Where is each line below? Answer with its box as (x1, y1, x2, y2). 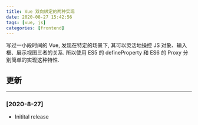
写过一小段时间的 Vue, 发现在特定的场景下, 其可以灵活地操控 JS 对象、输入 (6, 42, 187, 49)
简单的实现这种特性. (11, 56, 60, 63)
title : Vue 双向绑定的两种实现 (6, 8, 75, 15)
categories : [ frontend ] (6, 25, 65, 31)
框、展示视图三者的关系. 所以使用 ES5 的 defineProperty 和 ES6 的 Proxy (6, 49, 181, 56)
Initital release (14, 113, 49, 120)
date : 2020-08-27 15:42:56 (6, 14, 72, 20)
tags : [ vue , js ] (6, 19, 46, 25)
